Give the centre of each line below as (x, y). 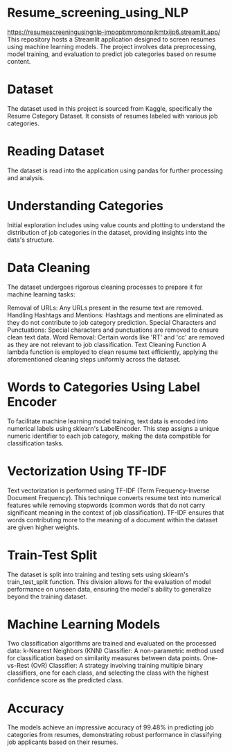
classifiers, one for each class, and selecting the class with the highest (108, 673)
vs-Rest (18, 666)
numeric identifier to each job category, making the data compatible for (109, 436)
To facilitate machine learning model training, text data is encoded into (108, 421)
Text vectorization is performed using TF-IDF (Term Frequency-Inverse (108, 490)
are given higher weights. (43, 527)
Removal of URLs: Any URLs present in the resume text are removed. (105, 308)
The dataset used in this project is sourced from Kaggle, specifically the (110, 108)
